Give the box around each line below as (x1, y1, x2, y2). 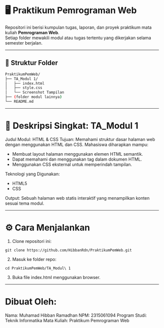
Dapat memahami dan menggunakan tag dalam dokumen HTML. (12, 156, 143, 162)
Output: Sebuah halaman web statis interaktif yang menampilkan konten (5, 195, 150, 201)
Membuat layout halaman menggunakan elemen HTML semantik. (12, 151, 143, 157)
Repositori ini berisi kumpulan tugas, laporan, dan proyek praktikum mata (5, 24, 152, 30)
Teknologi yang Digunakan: (5, 171, 60, 177)
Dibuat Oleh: (5, 296, 57, 307)
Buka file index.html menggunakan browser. (12, 274, 101, 280)
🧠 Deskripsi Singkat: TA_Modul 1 (5, 120, 139, 131)
